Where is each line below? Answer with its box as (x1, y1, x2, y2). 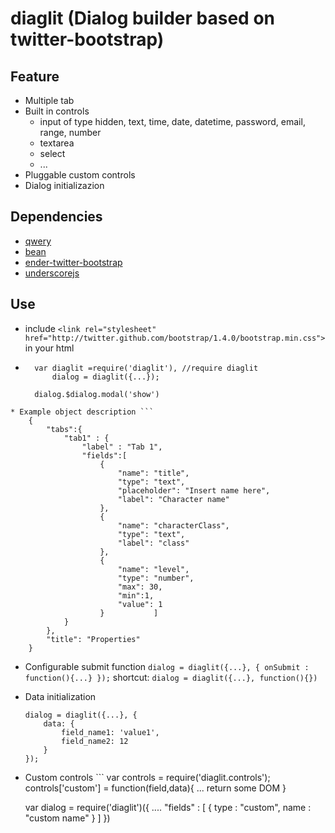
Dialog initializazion (24, 180, 105, 191)
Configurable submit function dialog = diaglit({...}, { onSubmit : (24, 660, 310, 672)
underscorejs (24, 267, 80, 279)
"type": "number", (117, 573, 195, 583)
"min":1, (117, 590, 155, 601)
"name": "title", (117, 468, 190, 478)
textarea (39, 137, 75, 149)
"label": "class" (117, 538, 190, 548)
